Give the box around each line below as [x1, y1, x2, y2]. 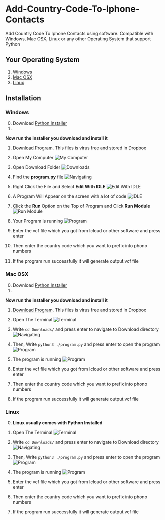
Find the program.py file [12, 174, 64, 180]
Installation [5, 94, 41, 103]
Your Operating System [5, 56, 80, 64]
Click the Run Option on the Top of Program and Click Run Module [12, 203, 150, 209]
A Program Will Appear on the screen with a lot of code [12, 193, 127, 199]
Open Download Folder [12, 164, 61, 170]
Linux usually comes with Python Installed [12, 420, 103, 426]
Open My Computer [12, 155, 54, 161]
